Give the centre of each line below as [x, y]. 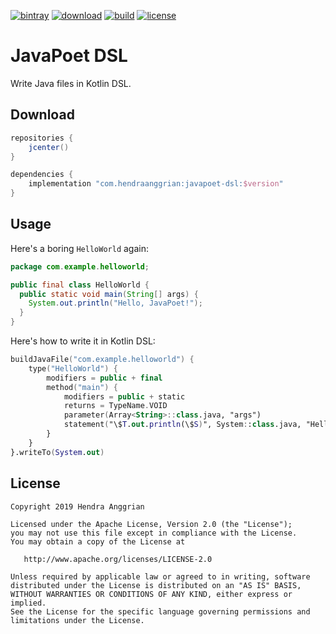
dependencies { [42, 175]
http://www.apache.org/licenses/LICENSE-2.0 [118, 559]
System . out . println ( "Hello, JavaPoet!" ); [115, 303]
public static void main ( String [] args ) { [109, 294]
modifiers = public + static [124, 396]
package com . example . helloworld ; [80, 266]
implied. [28, 603]
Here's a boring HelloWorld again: [79, 248]
